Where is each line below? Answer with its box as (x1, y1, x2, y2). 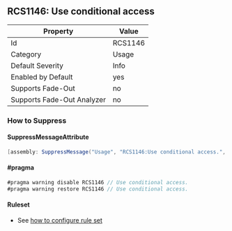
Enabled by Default (10, 72, 73, 82)
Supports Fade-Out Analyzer (10, 94, 107, 104)
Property (42, 26, 74, 36)
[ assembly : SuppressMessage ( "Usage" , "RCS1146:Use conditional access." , (7, 148, 226, 156)
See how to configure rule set (17, 216, 103, 224)
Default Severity (10, 61, 64, 70)
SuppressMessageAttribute (7, 133, 89, 142)
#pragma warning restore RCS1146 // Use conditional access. (7, 185, 189, 193)
